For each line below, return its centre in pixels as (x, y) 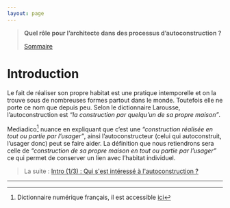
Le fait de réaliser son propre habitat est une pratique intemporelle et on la (112, 92)
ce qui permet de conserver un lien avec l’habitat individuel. (91, 158)
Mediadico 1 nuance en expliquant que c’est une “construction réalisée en (110, 129)
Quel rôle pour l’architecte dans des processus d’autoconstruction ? (123, 33)
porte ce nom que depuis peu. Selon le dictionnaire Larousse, (94, 107)
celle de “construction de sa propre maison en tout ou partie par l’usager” (112, 151)
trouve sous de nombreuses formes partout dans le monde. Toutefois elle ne (115, 100)
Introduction (43, 74)
